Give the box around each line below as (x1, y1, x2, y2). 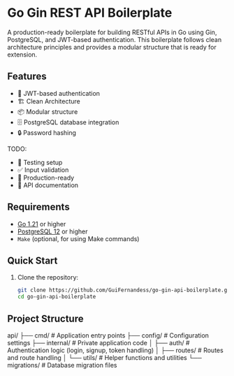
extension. (7, 50, 38, 59)
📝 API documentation (17, 180, 79, 189)
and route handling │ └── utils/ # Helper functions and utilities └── (7, 353, 203, 361)
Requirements (7, 201, 70, 213)
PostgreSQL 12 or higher (17, 227, 88, 236)
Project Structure (7, 312, 84, 324)
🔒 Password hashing (17, 128, 77, 137)
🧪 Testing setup (17, 158, 63, 166)
